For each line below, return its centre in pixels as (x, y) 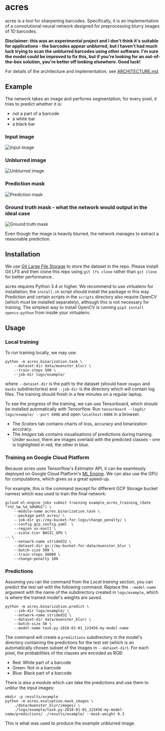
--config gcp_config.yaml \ (44, 524)
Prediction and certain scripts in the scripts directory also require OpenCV (81, 297)
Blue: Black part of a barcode (42, 673)
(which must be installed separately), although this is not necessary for (77, 302)
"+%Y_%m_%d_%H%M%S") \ (28, 507)
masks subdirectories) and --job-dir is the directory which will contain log (80, 389)
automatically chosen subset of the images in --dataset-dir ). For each (77, 648)
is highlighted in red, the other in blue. (51, 445)
